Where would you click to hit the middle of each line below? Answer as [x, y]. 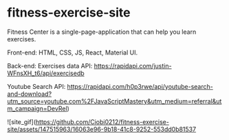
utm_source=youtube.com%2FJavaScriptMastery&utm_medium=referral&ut [115, 101]
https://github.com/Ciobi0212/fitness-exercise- [102, 121]
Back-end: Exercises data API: [50, 66]
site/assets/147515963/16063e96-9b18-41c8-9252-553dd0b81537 [102, 129]
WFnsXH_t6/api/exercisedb [46, 73]
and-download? [30, 94]
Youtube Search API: [36, 86]
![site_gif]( [22, 121]
